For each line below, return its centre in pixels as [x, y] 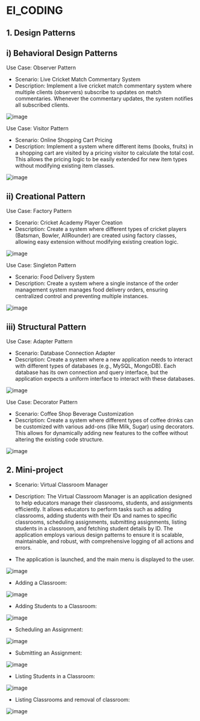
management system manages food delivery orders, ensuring [91, 290]
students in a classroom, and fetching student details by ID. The [94, 528]
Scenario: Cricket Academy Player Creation [69, 223]
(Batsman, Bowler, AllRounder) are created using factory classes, [95, 235]
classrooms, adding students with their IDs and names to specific [96, 515]
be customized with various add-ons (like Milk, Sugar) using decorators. [105, 427]
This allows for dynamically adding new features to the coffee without [102, 433]
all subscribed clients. [42, 105]
